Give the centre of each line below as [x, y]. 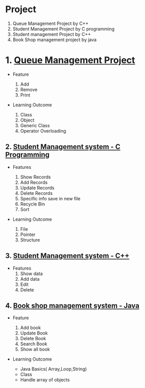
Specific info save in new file [50, 198]
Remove [29, 89]
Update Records [37, 188]
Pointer [28, 234]
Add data [30, 279]
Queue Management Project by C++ [51, 23]
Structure [30, 240]
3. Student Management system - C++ [67, 256]
